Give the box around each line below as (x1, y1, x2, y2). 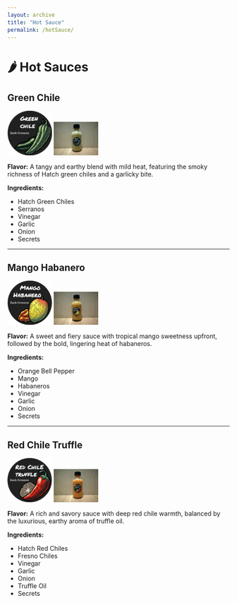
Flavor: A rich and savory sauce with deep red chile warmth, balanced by (7, 509, 221, 518)
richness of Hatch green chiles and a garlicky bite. (7, 169, 154, 178)
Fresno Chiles (17, 551, 58, 561)
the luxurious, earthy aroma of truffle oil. (7, 517, 125, 525)
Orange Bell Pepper (17, 367, 75, 376)
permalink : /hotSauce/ (7, 26, 74, 33)
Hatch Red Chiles (17, 544, 68, 553)
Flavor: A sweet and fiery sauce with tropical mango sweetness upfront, (7, 332, 217, 340)
